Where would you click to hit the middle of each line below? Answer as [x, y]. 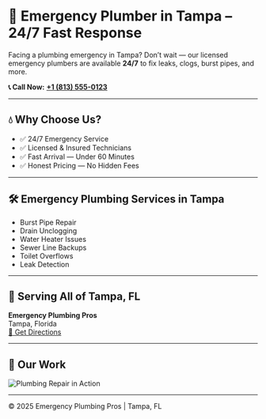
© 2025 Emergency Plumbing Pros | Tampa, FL [85, 406]
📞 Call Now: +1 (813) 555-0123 [58, 87]
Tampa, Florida [32, 324]
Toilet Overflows [46, 255]
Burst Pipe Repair [48, 222]
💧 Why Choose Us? [55, 120]
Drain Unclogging [48, 230]
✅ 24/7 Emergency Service [64, 138]
